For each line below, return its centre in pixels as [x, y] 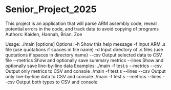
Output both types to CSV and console [57, 82]
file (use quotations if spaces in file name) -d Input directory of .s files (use [84, 49]
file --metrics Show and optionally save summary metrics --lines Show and [84, 60]
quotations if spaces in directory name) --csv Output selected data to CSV [84, 55]
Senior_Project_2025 [51, 9]
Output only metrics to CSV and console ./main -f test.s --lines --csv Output [85, 71]
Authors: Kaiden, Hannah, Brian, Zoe [44, 34]
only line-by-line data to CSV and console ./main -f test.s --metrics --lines [83, 76]
